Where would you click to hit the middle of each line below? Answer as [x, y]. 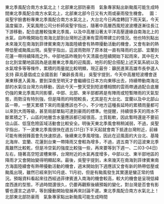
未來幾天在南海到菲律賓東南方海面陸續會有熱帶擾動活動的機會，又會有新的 [80, 44]
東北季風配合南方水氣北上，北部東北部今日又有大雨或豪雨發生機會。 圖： [84, 13]
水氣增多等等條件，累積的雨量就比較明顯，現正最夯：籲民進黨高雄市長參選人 [82, 68]
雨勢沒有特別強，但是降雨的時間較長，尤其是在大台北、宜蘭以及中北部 [84, 99]
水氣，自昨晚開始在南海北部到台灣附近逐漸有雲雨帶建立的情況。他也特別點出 [82, 38]
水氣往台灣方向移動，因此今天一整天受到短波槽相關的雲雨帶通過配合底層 [86, 87]
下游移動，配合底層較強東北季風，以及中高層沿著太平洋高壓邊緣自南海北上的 [82, 32]
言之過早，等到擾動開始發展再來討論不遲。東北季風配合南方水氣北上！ [88, 191]
